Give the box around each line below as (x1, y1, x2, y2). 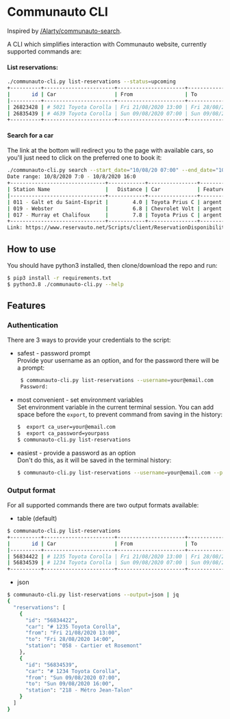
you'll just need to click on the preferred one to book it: (7, 153, 162, 162)
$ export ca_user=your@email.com (16, 424, 116, 431)
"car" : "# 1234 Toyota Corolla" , (25, 668, 121, 674)
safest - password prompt (16, 349, 91, 357)
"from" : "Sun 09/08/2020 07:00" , (25, 674, 121, 681)
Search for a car (7, 131, 53, 139)
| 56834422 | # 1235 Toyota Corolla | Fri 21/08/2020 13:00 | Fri (7, 553, 201, 560)
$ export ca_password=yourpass (16, 430, 110, 437)
